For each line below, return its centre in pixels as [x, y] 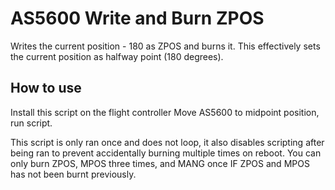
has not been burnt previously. [73, 174]
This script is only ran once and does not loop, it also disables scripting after [167, 142]
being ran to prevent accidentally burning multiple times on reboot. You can [166, 153]
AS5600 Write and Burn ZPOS [137, 18]
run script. [31, 123]
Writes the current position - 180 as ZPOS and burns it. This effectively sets [165, 46]
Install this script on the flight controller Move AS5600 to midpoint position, [165, 112]
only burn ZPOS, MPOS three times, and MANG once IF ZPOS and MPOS [160, 163]
